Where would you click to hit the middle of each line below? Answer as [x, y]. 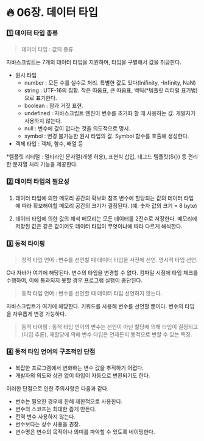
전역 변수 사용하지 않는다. [45, 417]
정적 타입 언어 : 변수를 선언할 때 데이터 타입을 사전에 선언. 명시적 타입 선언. [109, 260]
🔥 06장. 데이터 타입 [52, 12]
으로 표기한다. [40, 98]
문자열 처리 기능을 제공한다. [45, 164]
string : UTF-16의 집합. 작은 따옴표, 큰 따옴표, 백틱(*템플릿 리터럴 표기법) [111, 90]
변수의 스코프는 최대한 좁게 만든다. [56, 409]
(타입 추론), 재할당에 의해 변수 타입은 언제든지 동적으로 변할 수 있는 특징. [107, 334]
